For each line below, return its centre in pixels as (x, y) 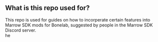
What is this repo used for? (47, 8)
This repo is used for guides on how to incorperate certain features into (78, 20)
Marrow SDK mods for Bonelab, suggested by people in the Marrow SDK (79, 25)
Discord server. (21, 30)
